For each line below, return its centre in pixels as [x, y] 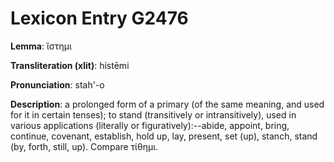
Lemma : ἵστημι [41, 46]
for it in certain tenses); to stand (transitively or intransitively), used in [153, 114]
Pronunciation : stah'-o [57, 84]
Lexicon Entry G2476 [99, 18]
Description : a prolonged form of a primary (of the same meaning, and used [167, 104]
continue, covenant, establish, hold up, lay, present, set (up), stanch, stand [164, 136]
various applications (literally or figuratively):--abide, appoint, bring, [150, 125]
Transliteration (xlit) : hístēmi [70, 65]
